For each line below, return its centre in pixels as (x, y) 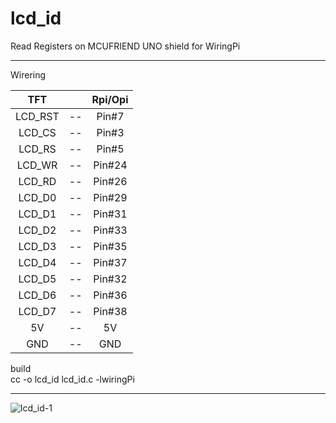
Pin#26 (110, 181)
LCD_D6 (37, 295)
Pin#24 (110, 165)
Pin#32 (110, 279)
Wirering (28, 74)
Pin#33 (110, 230)
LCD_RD (37, 181)
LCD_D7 (37, 311)
